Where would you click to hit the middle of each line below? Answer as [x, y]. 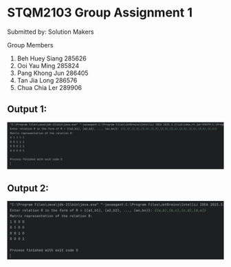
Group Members [30, 45]
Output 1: [27, 109]
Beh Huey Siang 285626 [52, 58]
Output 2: [28, 188]
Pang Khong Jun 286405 [53, 73]
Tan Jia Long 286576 [47, 80]
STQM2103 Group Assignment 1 [100, 13]
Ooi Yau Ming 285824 [48, 65]
